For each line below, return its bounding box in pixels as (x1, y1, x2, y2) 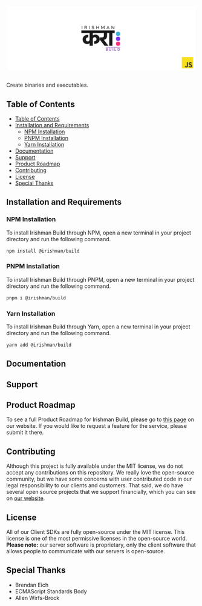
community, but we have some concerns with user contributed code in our (6, 475, 192, 483)
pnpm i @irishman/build (6, 295, 67, 301)
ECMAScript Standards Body (15, 587, 87, 595)
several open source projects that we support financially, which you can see (6, 488, 196, 496)
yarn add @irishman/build (6, 342, 71, 348)
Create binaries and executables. (6, 81, 89, 89)
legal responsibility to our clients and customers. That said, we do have (6, 482, 183, 489)
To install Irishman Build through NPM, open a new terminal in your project (6, 229, 192, 236)
